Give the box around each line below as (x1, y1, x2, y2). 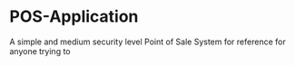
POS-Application (9, 6, 139, 27)
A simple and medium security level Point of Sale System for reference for (9, 36, 286, 47)
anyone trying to (9, 45, 71, 56)
